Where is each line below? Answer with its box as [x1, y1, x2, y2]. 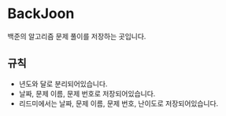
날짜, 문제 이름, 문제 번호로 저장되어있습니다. [18, 89, 156, 98]
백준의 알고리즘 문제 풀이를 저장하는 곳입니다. [7, 31, 146, 41]
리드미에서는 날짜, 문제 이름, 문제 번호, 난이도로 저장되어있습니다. [18, 99, 219, 108]
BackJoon [7, 5, 75, 23]
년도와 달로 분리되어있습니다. [18, 79, 108, 89]
